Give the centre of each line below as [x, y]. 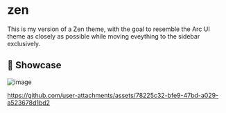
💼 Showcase [34, 65]
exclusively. [24, 43]
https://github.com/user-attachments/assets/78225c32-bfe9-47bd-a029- [113, 95]
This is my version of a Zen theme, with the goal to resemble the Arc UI [108, 29]
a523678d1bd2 [29, 103]
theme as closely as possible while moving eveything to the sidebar [104, 36]
